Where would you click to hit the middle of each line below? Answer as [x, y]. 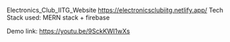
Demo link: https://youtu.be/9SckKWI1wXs [68, 31]
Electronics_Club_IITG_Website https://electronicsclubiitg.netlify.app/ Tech [115, 10]
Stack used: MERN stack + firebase [58, 17]
